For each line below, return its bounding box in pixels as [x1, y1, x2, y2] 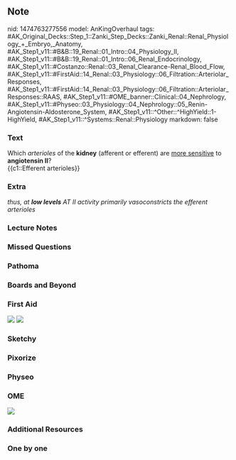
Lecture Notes [7, 223, 58, 233]
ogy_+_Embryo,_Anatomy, [7, 39, 83, 48]
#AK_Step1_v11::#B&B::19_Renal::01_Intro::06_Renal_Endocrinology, [7, 55, 203, 63]
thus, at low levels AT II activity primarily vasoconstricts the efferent [7, 198, 208, 207]
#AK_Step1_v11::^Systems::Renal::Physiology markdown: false [38, 115, 218, 124]
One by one [7, 444, 48, 454]
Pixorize [7, 353, 37, 363]
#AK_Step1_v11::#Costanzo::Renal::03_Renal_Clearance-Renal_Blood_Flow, [7, 62, 225, 70]
